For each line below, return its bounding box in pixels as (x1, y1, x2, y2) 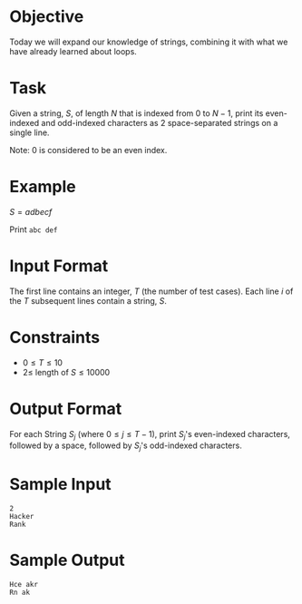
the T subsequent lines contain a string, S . (9, 295, 168, 306)
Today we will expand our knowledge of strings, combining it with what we (9, 36, 288, 47)
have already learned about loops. (9, 45, 138, 56)
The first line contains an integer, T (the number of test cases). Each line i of (9, 286, 294, 297)
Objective (9, 6, 84, 27)
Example (9, 177, 76, 197)
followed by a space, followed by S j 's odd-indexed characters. (9, 440, 242, 453)
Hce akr (9, 580, 39, 589)
